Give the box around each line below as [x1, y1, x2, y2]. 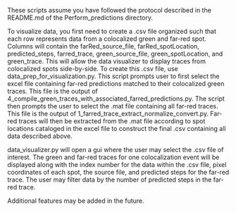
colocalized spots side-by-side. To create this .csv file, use [7, 65, 178, 73]
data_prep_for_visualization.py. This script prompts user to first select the [7, 72, 220, 80]
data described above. [7, 132, 73, 140]
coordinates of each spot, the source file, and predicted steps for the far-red [7, 168, 230, 176]
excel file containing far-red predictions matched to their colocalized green [7, 80, 225, 87]
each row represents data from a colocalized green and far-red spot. [7, 35, 206, 43]
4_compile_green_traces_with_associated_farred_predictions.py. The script [7, 94, 225, 103]
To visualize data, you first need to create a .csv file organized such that [7, 27, 216, 35]
